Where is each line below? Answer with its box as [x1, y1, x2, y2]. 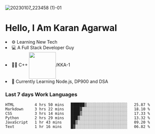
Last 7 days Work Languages [5, 91, 78, 98]
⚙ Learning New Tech [12, 39, 58, 45]
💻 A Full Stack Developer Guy [12, 44, 74, 50]
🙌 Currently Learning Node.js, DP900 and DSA [12, 78, 109, 84]
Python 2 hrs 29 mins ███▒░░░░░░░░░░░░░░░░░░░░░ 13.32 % [5, 115, 150, 120]
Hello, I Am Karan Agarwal [5, 23, 117, 34]
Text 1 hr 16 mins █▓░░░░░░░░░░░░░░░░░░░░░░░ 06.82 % [5, 124, 150, 129]
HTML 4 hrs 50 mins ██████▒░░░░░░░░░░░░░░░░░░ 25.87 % [5, 102, 150, 107]
